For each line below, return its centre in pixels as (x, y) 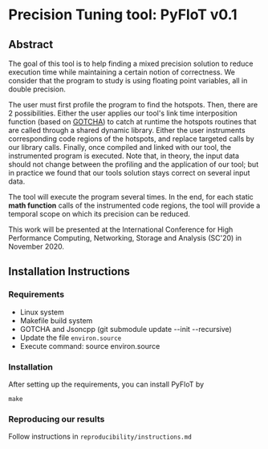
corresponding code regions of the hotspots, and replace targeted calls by (131, 139)
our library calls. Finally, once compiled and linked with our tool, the (120, 147)
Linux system (42, 312)
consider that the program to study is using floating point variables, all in (128, 81)
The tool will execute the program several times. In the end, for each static (131, 197)
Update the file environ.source (71, 338)
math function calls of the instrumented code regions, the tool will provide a (134, 205)
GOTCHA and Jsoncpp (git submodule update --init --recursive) (126, 329)
